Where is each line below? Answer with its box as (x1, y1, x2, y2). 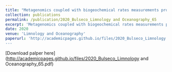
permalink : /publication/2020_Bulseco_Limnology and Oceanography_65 (5, 17, 157, 22)
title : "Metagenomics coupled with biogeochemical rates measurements (5, 7, 159, 13)
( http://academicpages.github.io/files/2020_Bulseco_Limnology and (5, 55, 149, 61)
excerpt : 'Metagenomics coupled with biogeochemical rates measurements (5, 21, 164, 27)
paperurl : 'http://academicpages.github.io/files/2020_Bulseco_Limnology (5, 36, 166, 41)
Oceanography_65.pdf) (5, 61, 54, 67)
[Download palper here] (5, 50, 55, 56)
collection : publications (5, 12, 60, 17)
